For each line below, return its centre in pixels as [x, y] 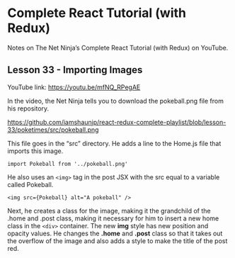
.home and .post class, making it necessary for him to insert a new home [113, 218]
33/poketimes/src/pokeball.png [53, 130]
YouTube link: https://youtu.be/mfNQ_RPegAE [74, 87]
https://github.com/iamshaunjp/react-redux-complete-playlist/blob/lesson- [117, 122]
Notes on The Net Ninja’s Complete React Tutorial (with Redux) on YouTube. [118, 47]
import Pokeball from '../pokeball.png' [68, 164]
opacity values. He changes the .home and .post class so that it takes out [115, 233]
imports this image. [35, 151]
